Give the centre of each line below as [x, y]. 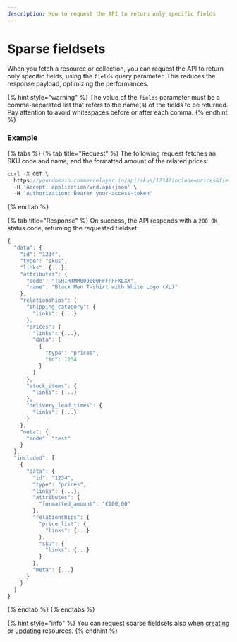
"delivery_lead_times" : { [64, 406]
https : [23, 180]
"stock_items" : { [51, 386]
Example [23, 138]
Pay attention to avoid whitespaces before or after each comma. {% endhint [117, 112]
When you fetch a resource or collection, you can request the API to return [116, 69]
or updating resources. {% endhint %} [63, 631]
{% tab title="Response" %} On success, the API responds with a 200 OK [113, 221]
